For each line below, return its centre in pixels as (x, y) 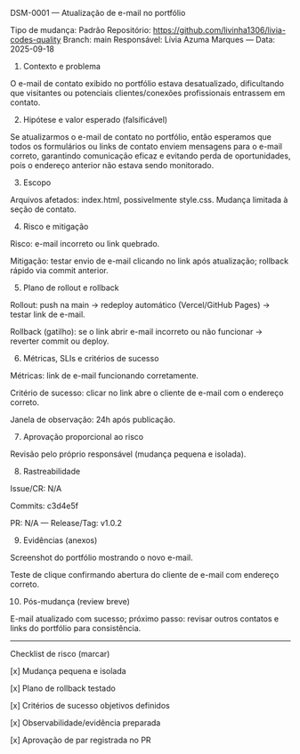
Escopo (37, 182)
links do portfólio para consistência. (76, 628)
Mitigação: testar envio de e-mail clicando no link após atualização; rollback (149, 261)
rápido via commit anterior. (60, 270)
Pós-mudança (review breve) (76, 601)
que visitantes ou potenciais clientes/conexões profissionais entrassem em (148, 93)
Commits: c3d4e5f (45, 506)
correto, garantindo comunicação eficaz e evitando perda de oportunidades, (150, 156)
